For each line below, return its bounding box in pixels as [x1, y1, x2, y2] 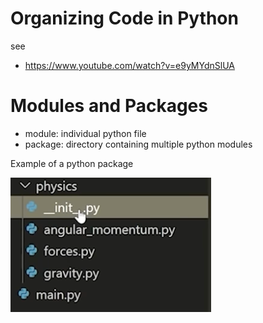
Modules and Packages [10, 95, 208, 117]
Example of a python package [10, 157, 134, 169]
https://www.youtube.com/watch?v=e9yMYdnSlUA [24, 59, 235, 71]
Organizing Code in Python [10, 7, 239, 30]
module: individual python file [24, 127, 147, 139]
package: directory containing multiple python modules [24, 138, 253, 150]
